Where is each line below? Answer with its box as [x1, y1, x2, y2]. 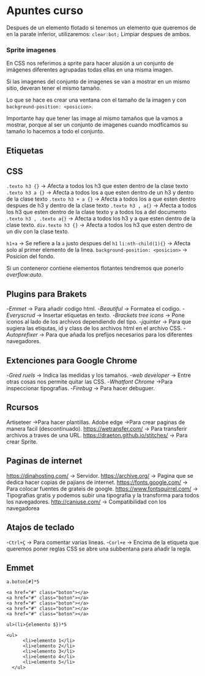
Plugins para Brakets [6, 289, 88, 299]
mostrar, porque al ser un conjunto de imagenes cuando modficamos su [6, 121, 188, 128]
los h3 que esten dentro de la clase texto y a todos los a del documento [6, 209, 187, 216]
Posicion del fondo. [6, 253, 55, 260]
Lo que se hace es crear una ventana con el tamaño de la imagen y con [6, 96, 187, 104]
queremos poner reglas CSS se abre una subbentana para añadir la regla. [6, 545, 192, 552]
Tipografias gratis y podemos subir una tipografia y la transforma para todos [6, 491, 199, 499]
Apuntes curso [6, 4, 84, 18]
